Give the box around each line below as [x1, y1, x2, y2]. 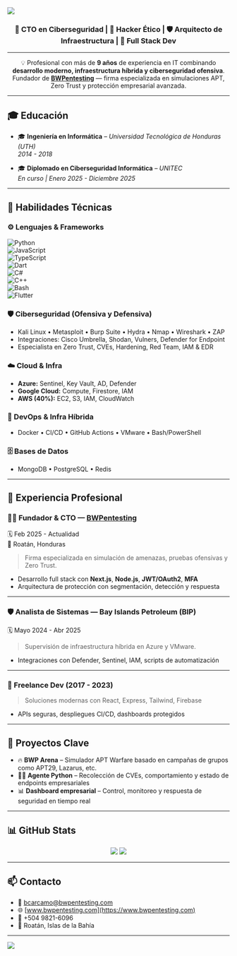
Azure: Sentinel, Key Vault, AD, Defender [17, 379, 137, 388]
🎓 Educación [7, 109, 69, 121]
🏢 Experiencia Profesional [7, 492, 123, 504]
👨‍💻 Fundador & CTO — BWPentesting [7, 513, 138, 523]
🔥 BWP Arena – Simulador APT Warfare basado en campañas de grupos [17, 755, 229, 765]
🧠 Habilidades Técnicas [7, 201, 113, 213]
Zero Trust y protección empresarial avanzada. [50, 81, 187, 90]
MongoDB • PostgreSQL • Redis [17, 465, 111, 473]
